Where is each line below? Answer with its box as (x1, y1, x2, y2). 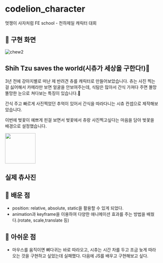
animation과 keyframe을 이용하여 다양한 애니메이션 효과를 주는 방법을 (12, 211, 146, 217)
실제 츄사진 (5, 173, 36, 181)
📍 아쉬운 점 (5, 233, 36, 241)
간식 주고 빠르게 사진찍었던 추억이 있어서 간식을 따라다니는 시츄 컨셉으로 (5, 101, 142, 106)
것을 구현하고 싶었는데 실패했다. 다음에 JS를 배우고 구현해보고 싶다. (21, 253, 148, 259)
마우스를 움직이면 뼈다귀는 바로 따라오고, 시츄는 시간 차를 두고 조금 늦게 (12, 246, 147, 252)
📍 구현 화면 (5, 35, 36, 44)
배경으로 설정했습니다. (5, 123, 47, 129)
